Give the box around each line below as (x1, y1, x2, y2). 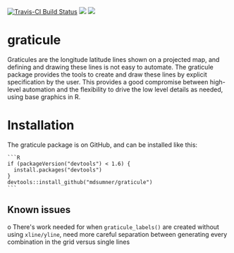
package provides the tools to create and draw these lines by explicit (7, 70, 207, 79)
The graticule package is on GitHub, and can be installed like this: (7, 141, 198, 149)
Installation (7, 117, 75, 134)
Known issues (7, 204, 71, 216)
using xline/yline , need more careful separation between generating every (7, 230, 228, 238)
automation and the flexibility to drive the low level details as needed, (22, 85, 223, 93)
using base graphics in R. (7, 92, 81, 101)
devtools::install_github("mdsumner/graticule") (7, 179, 153, 186)
